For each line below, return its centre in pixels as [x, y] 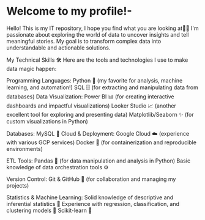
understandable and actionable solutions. [58, 48]
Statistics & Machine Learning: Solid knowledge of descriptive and [90, 197]
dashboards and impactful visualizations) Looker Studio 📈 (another [91, 106]
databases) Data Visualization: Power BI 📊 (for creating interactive [90, 97]
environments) [24, 148]
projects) [18, 185]
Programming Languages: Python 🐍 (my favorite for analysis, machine [95, 80]
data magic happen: [32, 68]
